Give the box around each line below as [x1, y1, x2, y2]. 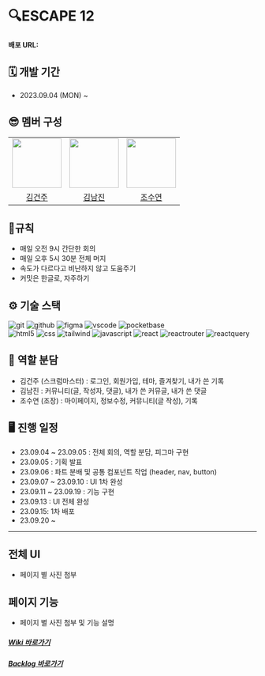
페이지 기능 [8, 595, 59, 609]
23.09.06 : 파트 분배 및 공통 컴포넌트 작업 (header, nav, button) [19, 466, 218, 476]
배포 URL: [8, 40, 39, 49]
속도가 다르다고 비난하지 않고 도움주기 [19, 263, 136, 274]
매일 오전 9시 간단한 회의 [19, 244, 96, 254]
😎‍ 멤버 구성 [8, 115, 63, 128]
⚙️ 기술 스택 [8, 299, 62, 312]
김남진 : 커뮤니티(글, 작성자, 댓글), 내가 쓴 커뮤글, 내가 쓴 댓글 [19, 386, 207, 395]
